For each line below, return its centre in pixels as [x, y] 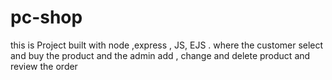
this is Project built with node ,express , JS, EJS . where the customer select [167, 45]
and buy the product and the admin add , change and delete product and [160, 55]
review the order [44, 66]
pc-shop [46, 17]
